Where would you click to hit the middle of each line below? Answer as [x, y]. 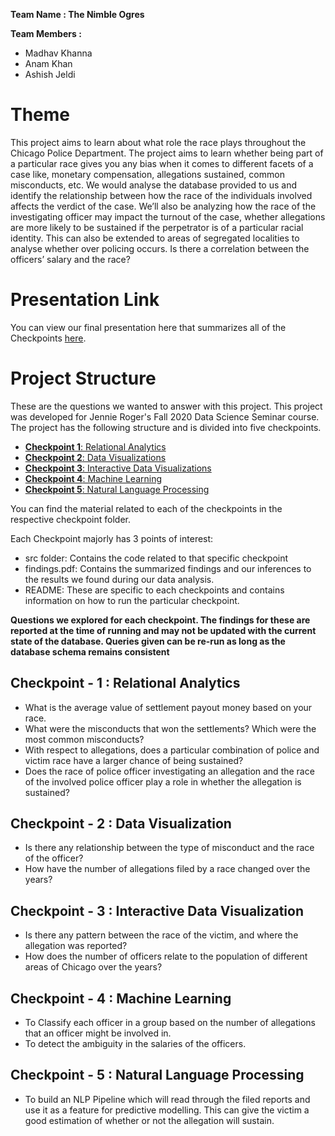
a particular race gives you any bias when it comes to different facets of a [162, 163]
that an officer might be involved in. [98, 1033]
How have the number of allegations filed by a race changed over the [167, 869]
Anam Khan [48, 63]
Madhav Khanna [58, 53]
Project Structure [83, 378]
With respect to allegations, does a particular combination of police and [172, 750]
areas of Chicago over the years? [93, 967]
